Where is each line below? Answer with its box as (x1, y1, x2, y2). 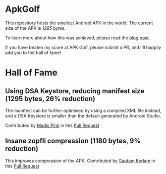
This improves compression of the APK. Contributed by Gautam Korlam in (5, 158, 155, 164)
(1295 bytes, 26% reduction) (5, 94, 96, 103)
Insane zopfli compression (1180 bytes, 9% (5, 137, 141, 145)
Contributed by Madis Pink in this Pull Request (5, 122, 100, 128)
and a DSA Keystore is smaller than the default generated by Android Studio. (5, 113, 161, 118)
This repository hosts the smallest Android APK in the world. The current (5, 20, 153, 26)
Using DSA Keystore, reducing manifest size (5, 87, 145, 95)
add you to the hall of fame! (5, 50, 61, 56)
